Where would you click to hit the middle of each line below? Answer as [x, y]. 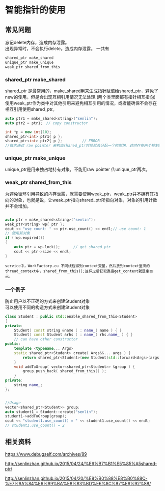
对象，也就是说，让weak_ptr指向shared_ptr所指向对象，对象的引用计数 [85, 200]
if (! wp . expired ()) [25, 238]
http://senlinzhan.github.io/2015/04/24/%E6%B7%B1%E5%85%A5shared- [81, 464]
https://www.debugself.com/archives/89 [46, 454]
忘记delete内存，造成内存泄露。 [37, 42]
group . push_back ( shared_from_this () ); [65, 371]
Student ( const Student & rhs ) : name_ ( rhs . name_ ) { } [73, 335]
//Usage [13, 403]
